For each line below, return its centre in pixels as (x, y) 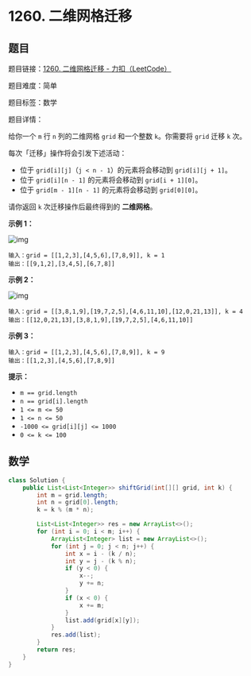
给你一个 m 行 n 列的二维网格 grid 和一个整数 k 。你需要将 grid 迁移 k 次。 (127, 136)
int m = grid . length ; (73, 495)
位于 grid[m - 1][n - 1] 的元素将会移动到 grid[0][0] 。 (111, 190)
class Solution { (37, 480)
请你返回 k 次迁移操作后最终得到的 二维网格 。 (83, 207)
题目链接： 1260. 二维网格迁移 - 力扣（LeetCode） (90, 69)
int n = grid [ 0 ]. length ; (78, 502)
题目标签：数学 (33, 102)
